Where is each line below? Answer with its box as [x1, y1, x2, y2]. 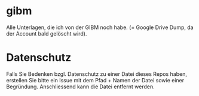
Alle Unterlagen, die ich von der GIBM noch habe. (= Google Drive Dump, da [6, 24, 194, 31]
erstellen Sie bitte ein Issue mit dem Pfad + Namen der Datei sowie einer [6, 76, 185, 84]
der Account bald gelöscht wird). [6, 30, 87, 37]
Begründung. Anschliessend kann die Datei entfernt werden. [6, 83, 155, 90]
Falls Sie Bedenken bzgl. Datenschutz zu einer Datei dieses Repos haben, [6, 70, 187, 78]
